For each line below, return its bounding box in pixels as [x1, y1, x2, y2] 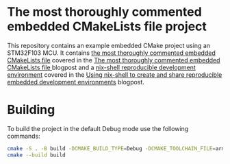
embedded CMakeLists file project [7, 19, 207, 34]
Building [7, 102, 55, 117]
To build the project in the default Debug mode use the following [7, 124, 189, 132]
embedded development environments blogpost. [7, 78, 145, 86]
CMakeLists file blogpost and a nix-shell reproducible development [7, 63, 196, 71]
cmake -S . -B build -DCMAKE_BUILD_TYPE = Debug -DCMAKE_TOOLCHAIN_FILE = [7, 145, 216, 152]
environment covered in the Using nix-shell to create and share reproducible [7, 70, 222, 79]
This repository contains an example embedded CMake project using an [7, 41, 211, 49]
